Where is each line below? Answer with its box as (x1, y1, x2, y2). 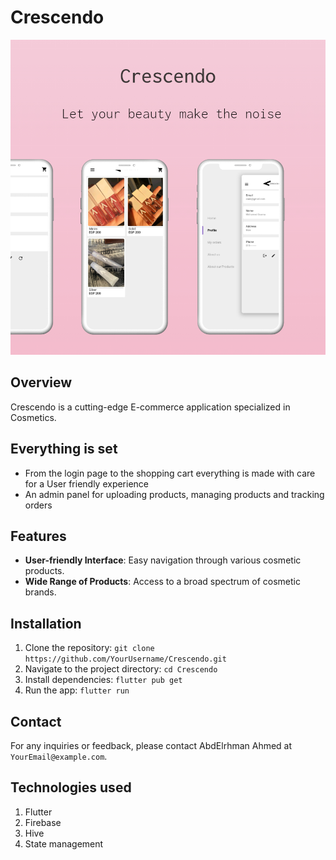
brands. (24, 586, 57, 598)
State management (24, 837, 104, 850)
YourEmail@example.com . (10, 751, 108, 762)
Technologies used (10, 779, 132, 796)
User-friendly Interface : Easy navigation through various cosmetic (24, 554, 302, 566)
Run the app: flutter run (24, 684, 130, 696)
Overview (10, 374, 73, 391)
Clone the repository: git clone (24, 642, 155, 654)
